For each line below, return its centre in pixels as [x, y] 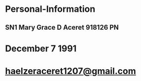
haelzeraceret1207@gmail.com [71, 71]
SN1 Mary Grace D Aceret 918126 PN [62, 27]
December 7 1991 [41, 48]
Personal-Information [50, 9]
